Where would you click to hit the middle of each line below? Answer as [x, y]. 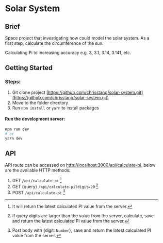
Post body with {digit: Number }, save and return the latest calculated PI [81, 230]
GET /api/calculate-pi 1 [37, 180]
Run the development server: [35, 119]
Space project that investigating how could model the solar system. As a [77, 38]
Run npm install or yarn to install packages [56, 108]
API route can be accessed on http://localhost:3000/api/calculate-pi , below [81, 165]
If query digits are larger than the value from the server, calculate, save [83, 216]
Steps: [13, 82]
